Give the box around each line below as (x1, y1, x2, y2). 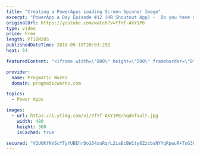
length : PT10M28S (6, 36, 49, 42)
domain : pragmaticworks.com (11, 80, 82, 86)
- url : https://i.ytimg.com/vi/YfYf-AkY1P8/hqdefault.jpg (11, 113, 159, 119)
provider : (6, 69, 31, 75)
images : (6, 107, 26, 113)
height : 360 (17, 123, 46, 130)
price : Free (6, 31, 36, 37)
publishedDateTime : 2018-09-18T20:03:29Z (6, 42, 111, 48)
